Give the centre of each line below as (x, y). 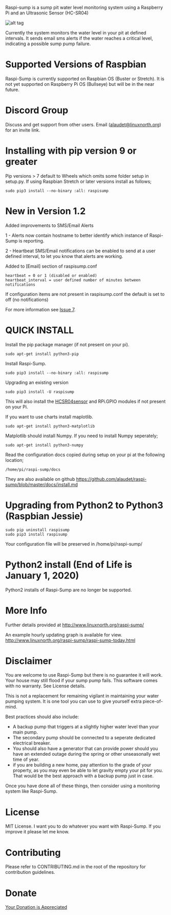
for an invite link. (23, 130)
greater (21, 162)
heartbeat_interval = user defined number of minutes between (73, 280)
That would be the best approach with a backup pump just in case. (83, 776)
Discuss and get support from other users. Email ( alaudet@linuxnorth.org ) (83, 124)
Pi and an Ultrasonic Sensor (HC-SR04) (47, 13)
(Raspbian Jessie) (44, 516)
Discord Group (37, 110)
